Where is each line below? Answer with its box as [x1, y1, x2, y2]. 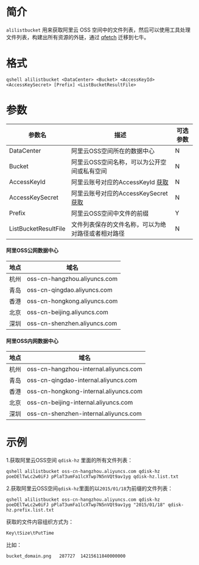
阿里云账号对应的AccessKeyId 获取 [70, 178, 169, 186]
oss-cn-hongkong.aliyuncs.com [27, 297, 118, 305]
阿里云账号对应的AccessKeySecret [70, 189, 168, 197]
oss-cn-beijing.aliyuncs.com [27, 308, 108, 317]
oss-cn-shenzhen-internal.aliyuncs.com [27, 409, 142, 418]
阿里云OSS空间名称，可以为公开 [70, 158, 161, 166]
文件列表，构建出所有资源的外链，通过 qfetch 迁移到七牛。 [6, 33, 150, 40]
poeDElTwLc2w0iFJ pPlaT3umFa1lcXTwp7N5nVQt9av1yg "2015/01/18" [6, 502, 166, 508]
